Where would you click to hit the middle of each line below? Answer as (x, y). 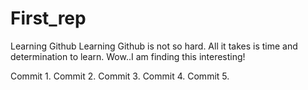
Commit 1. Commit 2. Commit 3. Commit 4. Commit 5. (120, 76)
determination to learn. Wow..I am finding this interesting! (128, 56)
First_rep (48, 18)
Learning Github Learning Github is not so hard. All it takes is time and (154, 46)
